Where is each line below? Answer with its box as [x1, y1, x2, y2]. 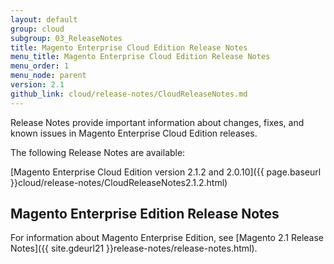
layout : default [10, 14, 78, 25]
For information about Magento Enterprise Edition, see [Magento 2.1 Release [10, 232, 325, 244]
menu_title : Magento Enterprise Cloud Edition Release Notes [10, 52, 271, 62]
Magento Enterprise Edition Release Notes [10, 206, 280, 223]
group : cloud [10, 24, 65, 34]
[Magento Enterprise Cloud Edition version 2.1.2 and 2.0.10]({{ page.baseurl [10, 166, 322, 178]
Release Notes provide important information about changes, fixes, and [10, 116, 305, 128]
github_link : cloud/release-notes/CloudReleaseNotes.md [10, 89, 248, 99]
